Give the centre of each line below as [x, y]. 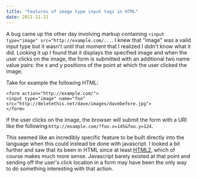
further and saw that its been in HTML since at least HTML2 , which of [91, 150]
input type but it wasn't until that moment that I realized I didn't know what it [98, 46]
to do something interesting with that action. [60, 169]
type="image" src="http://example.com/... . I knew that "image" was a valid [99, 40]
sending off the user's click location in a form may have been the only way [96, 162]
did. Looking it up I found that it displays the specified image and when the [97, 52]
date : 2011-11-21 [27, 17]
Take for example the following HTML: [52, 82]
